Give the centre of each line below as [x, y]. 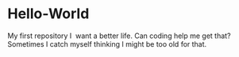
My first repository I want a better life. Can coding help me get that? [119, 36]
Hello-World [48, 14]
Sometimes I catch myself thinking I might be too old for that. [107, 44]
